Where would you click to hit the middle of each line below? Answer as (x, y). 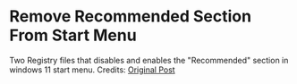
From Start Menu (73, 35)
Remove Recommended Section (131, 17)
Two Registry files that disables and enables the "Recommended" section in (149, 60)
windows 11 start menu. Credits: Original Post (93, 70)
